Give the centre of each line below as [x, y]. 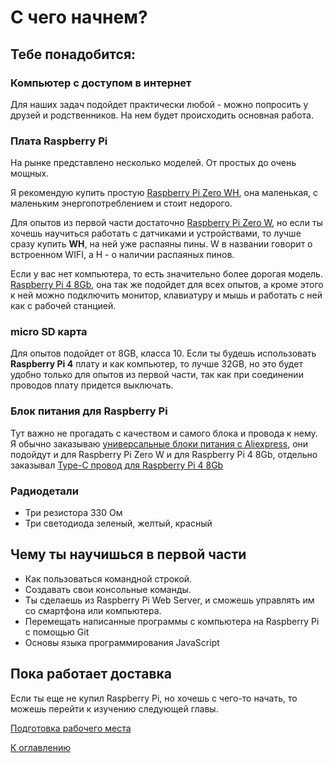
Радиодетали [44, 491]
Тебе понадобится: [73, 54]
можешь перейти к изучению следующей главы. [114, 708]
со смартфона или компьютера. [93, 610]
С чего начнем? [79, 17]
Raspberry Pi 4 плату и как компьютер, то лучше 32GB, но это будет [156, 364]
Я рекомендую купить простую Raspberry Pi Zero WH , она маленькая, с [164, 193]
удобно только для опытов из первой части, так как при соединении [157, 375]
